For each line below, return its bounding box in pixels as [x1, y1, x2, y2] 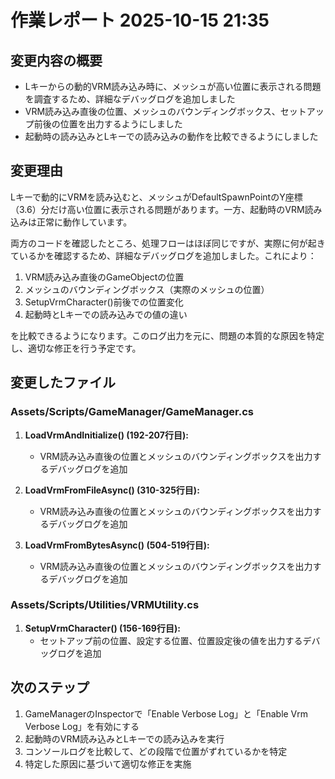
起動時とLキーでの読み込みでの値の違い [24, 308, 188, 320]
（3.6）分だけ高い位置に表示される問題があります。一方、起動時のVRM [10, 203, 305, 215]
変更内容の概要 [10, 52, 103, 69]
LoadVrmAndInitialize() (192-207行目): [24, 429, 189, 441]
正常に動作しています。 [36, 216, 133, 228]
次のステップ [10, 679, 90, 696]
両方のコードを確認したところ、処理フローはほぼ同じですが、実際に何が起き [10, 237, 326, 249]
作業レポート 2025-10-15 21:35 [10, 9, 270, 32]
